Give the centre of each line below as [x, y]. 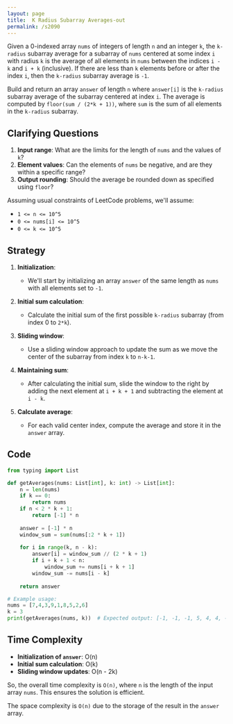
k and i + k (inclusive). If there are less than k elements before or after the [113, 68]
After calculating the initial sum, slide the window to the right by [118, 384]
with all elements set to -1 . [66, 288]
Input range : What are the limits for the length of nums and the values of [119, 150]
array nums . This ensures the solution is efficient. [76, 692]
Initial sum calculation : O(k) [58, 664]
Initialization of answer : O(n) [58, 657]
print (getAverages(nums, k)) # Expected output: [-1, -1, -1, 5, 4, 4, [114, 618]
